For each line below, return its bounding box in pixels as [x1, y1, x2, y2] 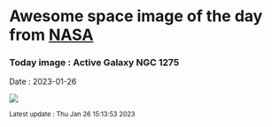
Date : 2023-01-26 [9, 77, 77, 87]
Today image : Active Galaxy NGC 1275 [9, 56, 180, 69]
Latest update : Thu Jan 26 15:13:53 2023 [9, 110, 136, 119]
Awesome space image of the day [9, 6, 263, 26]
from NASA [9, 25, 94, 45]
